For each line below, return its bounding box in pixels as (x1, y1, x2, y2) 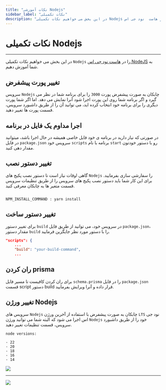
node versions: (5, 331, 37, 336)
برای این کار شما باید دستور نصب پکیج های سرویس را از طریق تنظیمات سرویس (5, 177, 152, 183)
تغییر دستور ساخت (5, 210, 56, 219)
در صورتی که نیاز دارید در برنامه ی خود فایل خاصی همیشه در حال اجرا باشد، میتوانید (5, 134, 159, 140)
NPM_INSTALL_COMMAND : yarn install (5, 196, 81, 201)
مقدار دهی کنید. (5, 145, 34, 151)
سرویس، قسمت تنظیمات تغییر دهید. (5, 321, 72, 327)
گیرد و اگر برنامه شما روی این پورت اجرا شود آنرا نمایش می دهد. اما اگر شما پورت (5, 97, 157, 103)
